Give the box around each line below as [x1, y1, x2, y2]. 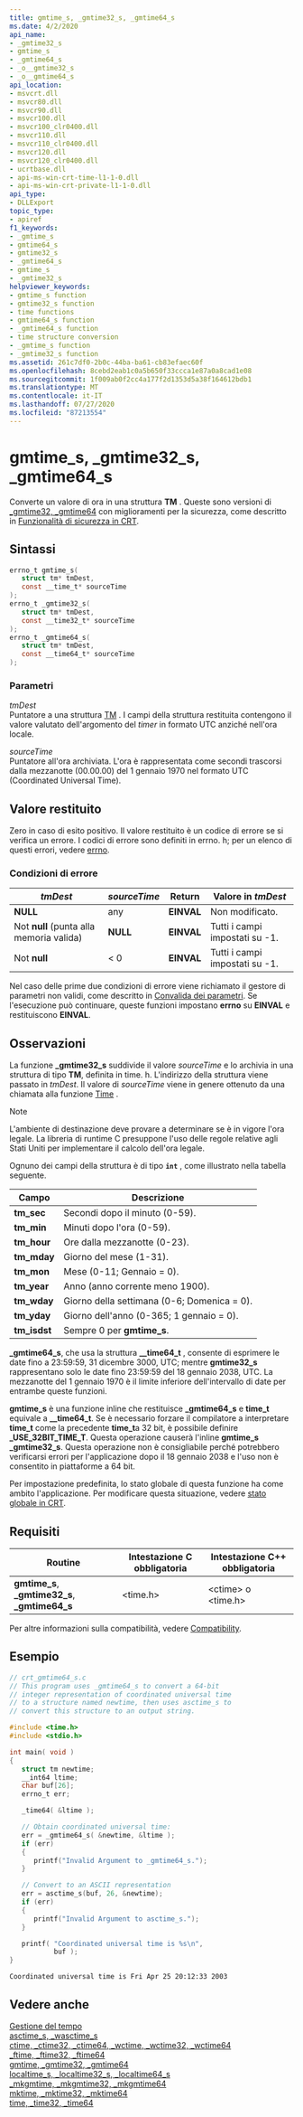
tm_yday [14, 1310, 51, 1322]
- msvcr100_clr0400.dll [9, 123, 99, 132]
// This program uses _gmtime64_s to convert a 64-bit [9, 1681, 220, 1690]
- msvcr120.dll [9, 147, 67, 156]
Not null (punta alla [14, 920, 96, 933]
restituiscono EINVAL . [9, 1010, 92, 1021]
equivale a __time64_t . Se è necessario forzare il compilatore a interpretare [9, 1413, 289, 1424]
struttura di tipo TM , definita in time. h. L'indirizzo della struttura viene [9, 1069, 269, 1080]
